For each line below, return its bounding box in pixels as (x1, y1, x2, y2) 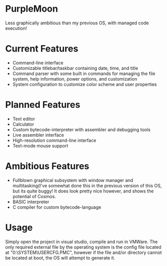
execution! (5, 25, 27, 31)
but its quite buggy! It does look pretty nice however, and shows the (12, 188, 154, 194)
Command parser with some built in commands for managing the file (12, 70, 155, 77)
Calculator (12, 121, 34, 127)
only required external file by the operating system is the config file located (5, 244, 161, 250)
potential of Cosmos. (12, 193, 57, 199)
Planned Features (5, 99, 81, 110)
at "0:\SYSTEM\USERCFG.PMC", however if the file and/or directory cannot (5, 249, 162, 255)
